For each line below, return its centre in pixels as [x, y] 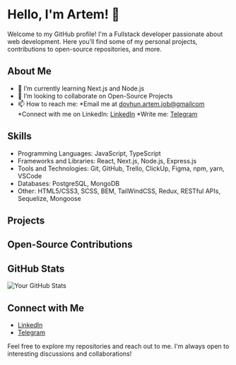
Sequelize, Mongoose [49, 198]
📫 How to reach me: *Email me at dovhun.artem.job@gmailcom [111, 104]
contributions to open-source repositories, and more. [85, 49]
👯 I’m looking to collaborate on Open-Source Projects [95, 95]
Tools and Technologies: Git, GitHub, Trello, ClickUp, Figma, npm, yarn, [121, 168]
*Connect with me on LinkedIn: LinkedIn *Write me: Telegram [107, 114]
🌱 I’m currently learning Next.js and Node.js [81, 88]
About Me [29, 71]
